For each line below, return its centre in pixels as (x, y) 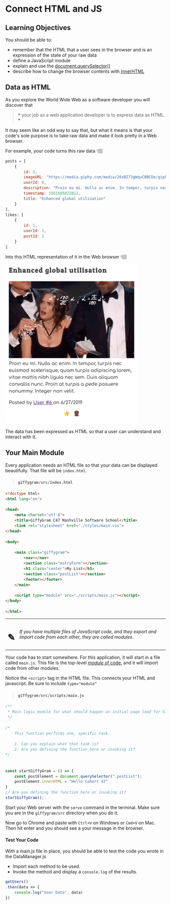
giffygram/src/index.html (45, 483)
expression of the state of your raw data (55, 55)
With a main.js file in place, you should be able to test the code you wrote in (84, 851)
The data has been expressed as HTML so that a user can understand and (83, 431)
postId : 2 (34, 236)
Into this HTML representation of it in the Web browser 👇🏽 (66, 257)
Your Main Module (35, 453)
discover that (19, 105)
